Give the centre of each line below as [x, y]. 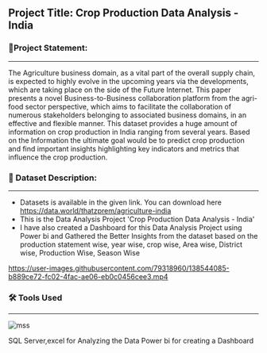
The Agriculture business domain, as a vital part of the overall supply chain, [132, 73]
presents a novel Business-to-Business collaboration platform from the [124, 98]
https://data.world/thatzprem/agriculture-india [95, 210]
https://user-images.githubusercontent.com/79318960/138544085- [119, 268]
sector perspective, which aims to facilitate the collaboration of [128, 106]
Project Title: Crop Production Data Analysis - [124, 13]
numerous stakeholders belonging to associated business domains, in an [128, 115]
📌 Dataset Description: [53, 178]
